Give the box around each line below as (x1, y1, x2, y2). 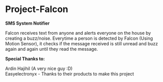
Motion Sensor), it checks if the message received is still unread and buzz (5, 40, 158, 46)
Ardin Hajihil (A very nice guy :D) (5, 65, 73, 71)
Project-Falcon (5, 4, 69, 15)
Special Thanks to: (5, 55, 45, 61)
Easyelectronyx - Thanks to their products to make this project (5, 70, 134, 76)
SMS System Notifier (5, 20, 50, 26)
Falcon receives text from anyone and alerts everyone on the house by (5, 30, 151, 36)
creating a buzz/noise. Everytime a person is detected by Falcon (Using (5, 35, 153, 41)
